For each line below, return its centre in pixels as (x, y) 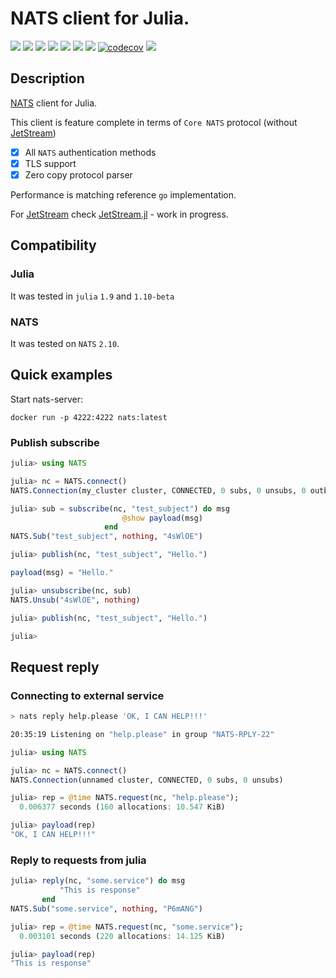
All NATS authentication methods (90, 152)
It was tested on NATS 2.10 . (65, 343)
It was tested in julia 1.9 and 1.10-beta (92, 296)
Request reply (55, 667)
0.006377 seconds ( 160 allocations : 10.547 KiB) (122, 807)
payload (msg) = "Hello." (62, 573)
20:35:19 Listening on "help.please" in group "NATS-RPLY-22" (142, 734)
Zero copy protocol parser (78, 174)
